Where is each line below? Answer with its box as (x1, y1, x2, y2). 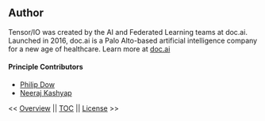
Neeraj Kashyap (19, 89, 73, 98)
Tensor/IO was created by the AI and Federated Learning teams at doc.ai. (8, 27, 248, 36)
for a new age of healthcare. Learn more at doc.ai (8, 43, 171, 54)
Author (8, 6, 44, 20)
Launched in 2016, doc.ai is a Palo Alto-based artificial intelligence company (8, 36, 258, 45)
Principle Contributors (8, 62, 83, 72)
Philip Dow (19, 80, 56, 89)
